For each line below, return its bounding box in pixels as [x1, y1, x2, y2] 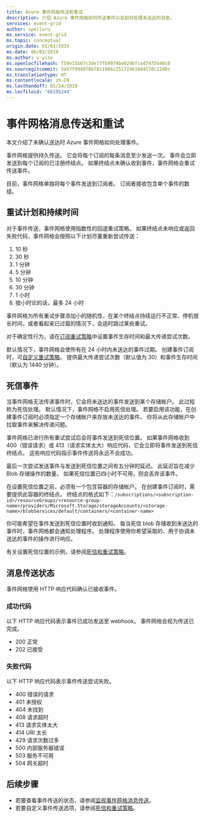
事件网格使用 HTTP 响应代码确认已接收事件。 [6, 585, 120, 593]
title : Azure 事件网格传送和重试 [6, 9, 84, 15]
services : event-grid [6, 20, 62, 26]
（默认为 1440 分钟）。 [6, 361, 62, 368]
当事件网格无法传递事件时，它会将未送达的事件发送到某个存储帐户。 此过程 [6, 398, 195, 405]
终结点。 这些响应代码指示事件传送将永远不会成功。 [6, 449, 136, 457]
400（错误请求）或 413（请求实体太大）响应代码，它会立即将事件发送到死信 [6, 442, 198, 449]
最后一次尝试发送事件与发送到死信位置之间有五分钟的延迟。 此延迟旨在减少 [6, 462, 195, 469]
